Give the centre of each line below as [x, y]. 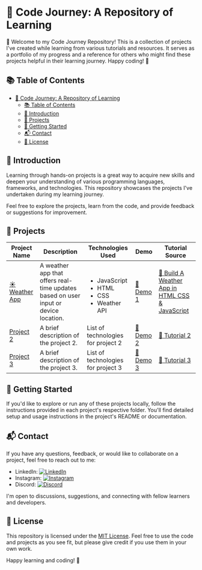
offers [48, 281]
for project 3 [104, 368]
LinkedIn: [26, 472]
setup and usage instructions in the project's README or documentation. [97, 417]
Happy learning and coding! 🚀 [43, 560]
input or [51, 303]
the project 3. [59, 368]
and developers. [26, 502]
